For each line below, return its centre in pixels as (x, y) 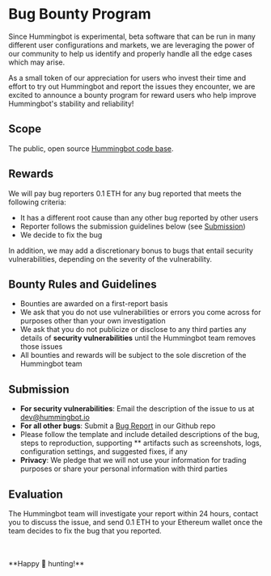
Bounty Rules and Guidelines (83, 284)
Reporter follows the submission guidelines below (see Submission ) (133, 226)
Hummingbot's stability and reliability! (71, 103)
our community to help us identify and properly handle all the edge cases (130, 53)
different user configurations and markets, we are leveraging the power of (131, 44)
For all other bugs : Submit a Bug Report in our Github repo (118, 426)
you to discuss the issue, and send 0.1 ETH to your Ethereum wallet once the (135, 522)
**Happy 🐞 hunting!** (47, 563)
